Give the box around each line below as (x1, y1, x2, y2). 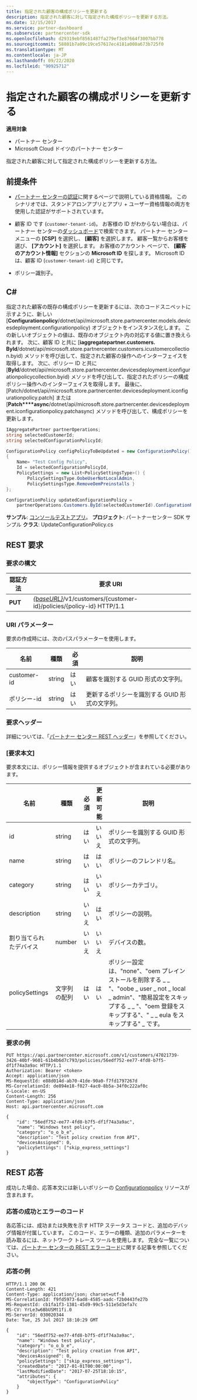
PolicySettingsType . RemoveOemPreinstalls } (27, 481, 135, 487)
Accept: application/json (6, 1073, 69, 1079)
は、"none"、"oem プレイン (108, 966, 186, 975)
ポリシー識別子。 (14, 269, 56, 276)
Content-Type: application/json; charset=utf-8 (6, 1291, 125, 1297)
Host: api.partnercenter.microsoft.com (6, 1104, 104, 1110)
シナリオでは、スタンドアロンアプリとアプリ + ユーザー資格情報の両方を (14, 201, 191, 208)
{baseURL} (33, 595, 63, 603)
